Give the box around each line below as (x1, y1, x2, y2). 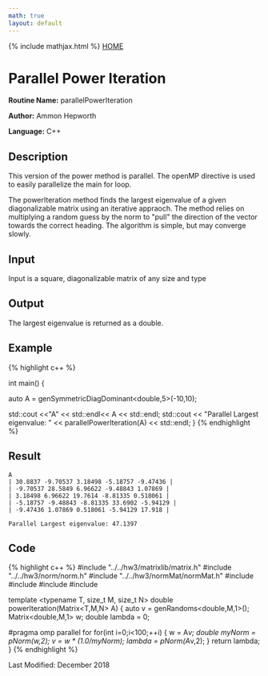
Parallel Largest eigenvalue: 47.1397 (8, 520, 138, 528)
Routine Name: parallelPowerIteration (8, 95, 134, 105)
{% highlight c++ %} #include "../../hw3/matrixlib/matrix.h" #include (8, 562, 232, 573)
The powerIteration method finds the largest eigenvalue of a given (8, 195, 226, 205)
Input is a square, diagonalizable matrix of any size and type (8, 274, 206, 284)
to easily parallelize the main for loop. (8, 179, 132, 189)
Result (8, 449, 42, 463)
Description (8, 150, 68, 163)
